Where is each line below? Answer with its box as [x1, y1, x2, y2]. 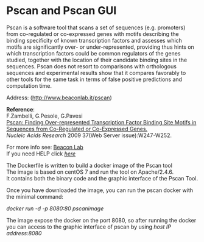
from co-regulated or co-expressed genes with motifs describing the [6, 30, 179, 37]
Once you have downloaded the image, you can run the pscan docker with [6, 187, 194, 194]
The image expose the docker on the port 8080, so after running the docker [6, 216, 197, 224]
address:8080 [6, 229, 42, 237]
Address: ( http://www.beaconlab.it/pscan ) [6, 94, 112, 101]
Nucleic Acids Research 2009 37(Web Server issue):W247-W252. [6, 132, 172, 139]
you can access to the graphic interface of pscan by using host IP [6, 223, 172, 230]
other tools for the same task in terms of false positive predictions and [6, 76, 183, 83]
